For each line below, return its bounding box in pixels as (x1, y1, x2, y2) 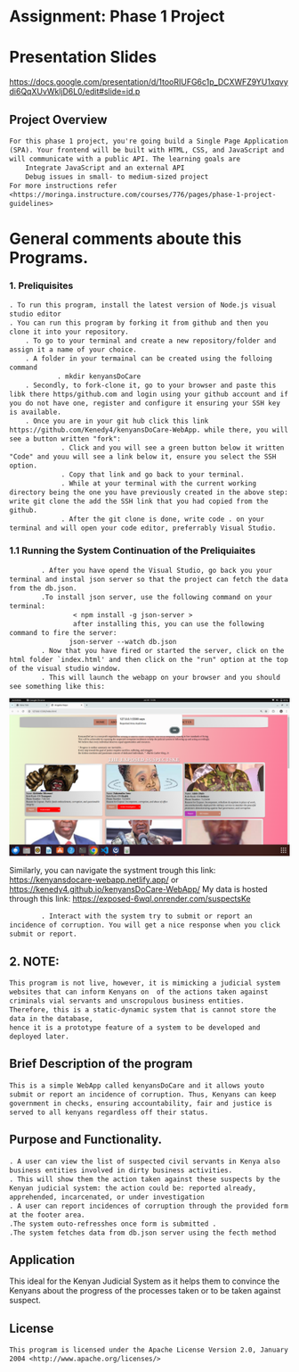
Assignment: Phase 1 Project (9, 6, 225, 27)
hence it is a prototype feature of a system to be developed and (9, 1023, 261, 1032)
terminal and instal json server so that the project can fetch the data (9, 574, 289, 583)
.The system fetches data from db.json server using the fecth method (9, 1228, 277, 1237)
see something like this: (9, 682, 105, 690)
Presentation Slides (9, 47, 158, 68)
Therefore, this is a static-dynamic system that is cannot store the (9, 1005, 277, 1014)
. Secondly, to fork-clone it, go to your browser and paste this (25, 381, 277, 390)
